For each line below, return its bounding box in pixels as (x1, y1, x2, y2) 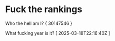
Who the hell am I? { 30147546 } (5, 20, 72, 26)
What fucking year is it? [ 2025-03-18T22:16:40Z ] (5, 30, 110, 36)
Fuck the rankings (5, 4, 83, 15)
